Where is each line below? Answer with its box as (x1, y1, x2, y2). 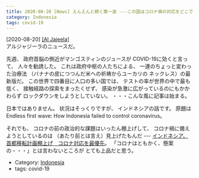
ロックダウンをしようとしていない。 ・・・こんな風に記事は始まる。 (23, 92, 191, 99)
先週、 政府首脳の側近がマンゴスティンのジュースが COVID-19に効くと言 (6, 56, 183, 63)
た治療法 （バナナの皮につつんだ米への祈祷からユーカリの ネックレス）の (6, 70, 185, 77)
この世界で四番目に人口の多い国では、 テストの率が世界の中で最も (28, 77, 191, 85)
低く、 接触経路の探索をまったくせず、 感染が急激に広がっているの (6, 85, 169, 92)
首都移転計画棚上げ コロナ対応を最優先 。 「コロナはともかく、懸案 (6, 140, 174, 147)
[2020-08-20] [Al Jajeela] (6, 36, 70, 43)
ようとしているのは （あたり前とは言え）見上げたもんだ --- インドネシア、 (6, 132, 188, 140)
